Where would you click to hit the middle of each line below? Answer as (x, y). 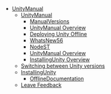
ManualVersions (50, 21)
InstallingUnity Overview (60, 60)
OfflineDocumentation (57, 78)
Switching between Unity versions (63, 66)
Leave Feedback (41, 85)
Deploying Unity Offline (58, 34)
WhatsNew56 (47, 40)
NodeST (40, 47)
